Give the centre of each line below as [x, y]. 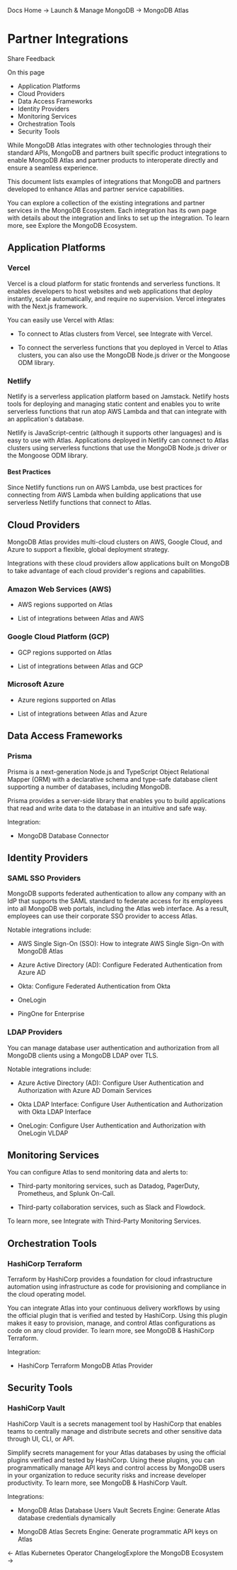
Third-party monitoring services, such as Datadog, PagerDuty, [109, 1186]
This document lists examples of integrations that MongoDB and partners [114, 181]
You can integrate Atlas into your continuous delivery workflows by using [114, 1308]
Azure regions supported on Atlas [67, 699]
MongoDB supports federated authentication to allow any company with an [117, 893]
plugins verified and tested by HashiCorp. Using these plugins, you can [111, 1460]
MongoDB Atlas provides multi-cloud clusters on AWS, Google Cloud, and [115, 542]
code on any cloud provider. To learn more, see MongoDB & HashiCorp [111, 1330]
